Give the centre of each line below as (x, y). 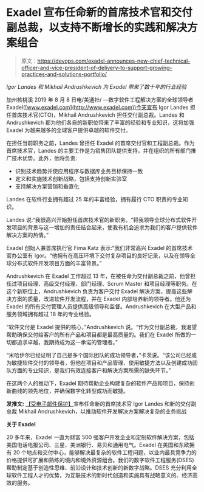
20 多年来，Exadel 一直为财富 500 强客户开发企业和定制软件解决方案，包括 (100, 437)
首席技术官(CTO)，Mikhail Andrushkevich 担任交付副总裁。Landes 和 (98, 115)
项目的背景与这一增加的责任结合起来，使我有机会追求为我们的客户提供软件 (104, 227)
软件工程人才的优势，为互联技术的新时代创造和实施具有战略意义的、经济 (102, 475)
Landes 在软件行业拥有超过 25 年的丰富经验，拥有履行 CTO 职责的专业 (95, 199)
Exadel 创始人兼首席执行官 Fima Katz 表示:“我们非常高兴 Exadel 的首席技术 (100, 248)
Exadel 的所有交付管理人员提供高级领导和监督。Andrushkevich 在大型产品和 (101, 306)
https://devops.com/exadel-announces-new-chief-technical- (114, 61)
